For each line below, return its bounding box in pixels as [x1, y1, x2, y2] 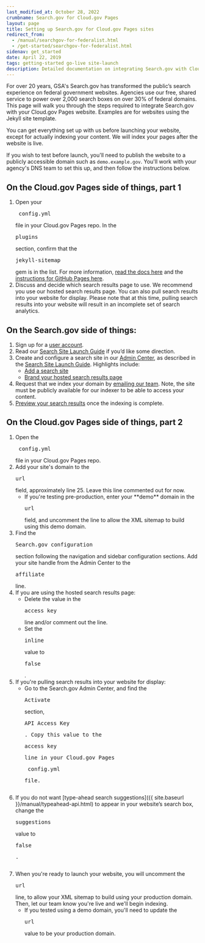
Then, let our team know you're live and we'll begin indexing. [15, 900, 168, 907]
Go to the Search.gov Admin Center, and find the [24, 685, 147, 692]
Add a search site [24, 367, 69, 374]
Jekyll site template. [6, 115, 57, 122]
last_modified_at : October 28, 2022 [6, 9, 99, 15]
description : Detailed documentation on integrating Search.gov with [6, 65, 187, 72]
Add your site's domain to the [15, 463, 90, 470]
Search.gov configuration [15, 541, 93, 548]
